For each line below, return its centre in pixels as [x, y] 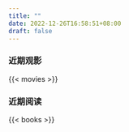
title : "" [25, 16]
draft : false [30, 31]
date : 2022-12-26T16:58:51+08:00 [65, 23]
